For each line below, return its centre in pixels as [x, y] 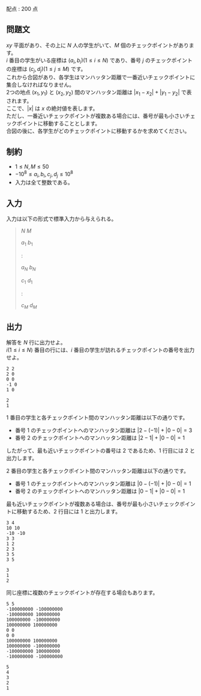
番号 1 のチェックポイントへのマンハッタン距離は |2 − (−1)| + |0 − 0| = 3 [103, 430]
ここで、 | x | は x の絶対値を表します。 [52, 108]
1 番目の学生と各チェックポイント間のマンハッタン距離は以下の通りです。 [97, 418]
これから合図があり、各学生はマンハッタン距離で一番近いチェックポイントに [101, 78]
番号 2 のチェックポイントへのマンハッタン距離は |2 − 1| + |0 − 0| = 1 [100, 438]
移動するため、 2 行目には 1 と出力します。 [69, 511]
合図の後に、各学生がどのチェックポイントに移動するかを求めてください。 [98, 131]
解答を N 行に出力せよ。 [36, 343]
